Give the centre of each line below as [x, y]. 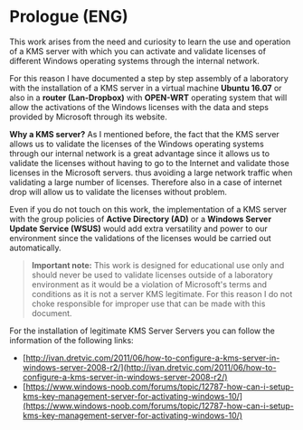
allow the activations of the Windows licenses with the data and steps [139, 107]
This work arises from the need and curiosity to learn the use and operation [150, 42]
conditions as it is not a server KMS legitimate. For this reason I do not [162, 294]
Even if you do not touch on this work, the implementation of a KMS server [148, 209]
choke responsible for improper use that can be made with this [148, 304]
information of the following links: [71, 340]
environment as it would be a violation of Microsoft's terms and [149, 284]
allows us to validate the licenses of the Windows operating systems [137, 144]
